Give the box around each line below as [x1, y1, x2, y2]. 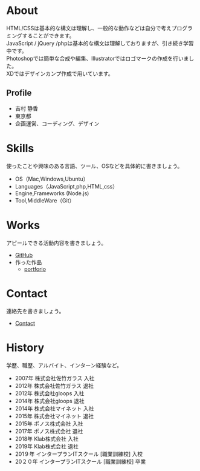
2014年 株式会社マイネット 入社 [15, 404, 94, 412]
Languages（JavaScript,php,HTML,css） [15, 182, 118, 190]
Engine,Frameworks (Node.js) [15, 189, 89, 197]
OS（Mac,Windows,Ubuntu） [15, 175, 89, 182]
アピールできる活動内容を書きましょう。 [6, 239, 107, 246]
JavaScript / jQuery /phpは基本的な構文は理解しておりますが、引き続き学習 [6, 39, 195, 47]
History [6, 341, 45, 355]
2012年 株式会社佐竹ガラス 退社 [15, 382, 94, 389]
